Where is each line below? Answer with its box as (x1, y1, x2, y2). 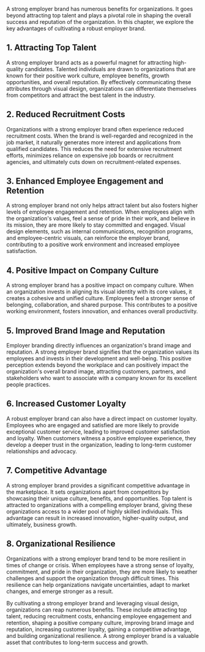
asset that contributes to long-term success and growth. (6, 638, 149, 646)
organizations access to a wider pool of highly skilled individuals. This (6, 508, 182, 515)
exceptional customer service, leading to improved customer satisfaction (6, 428, 190, 435)
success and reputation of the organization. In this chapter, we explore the (6, 18, 194, 25)
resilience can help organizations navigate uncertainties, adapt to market (6, 581, 190, 588)
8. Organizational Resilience (6, 538, 116, 549)
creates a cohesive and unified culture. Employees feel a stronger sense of (6, 295, 195, 302)
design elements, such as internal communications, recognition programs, (6, 228, 193, 235)
